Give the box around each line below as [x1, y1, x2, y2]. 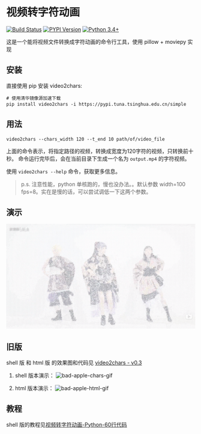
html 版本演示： [14, 384, 54, 391]
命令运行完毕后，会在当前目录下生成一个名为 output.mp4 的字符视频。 [17, 154, 190, 162]
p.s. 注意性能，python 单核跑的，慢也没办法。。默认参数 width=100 [20, 180, 186, 188]
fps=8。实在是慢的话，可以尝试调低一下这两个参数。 [20, 188, 152, 195]
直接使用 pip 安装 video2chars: [6, 82, 83, 89]
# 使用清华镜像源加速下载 [6, 95, 61, 101]
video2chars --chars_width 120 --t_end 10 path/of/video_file [6, 136, 165, 142]
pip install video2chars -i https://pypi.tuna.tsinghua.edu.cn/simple [6, 101, 187, 107]
